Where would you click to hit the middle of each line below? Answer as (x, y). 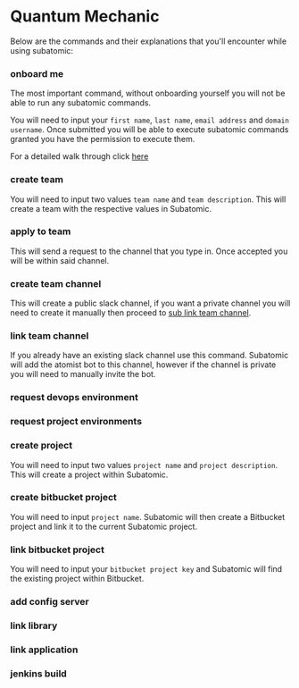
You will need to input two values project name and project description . (144, 465)
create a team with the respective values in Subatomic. (111, 208)
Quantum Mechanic (85, 17)
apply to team (41, 231)
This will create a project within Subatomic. (89, 474)
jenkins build (39, 674)
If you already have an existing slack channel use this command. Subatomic (149, 356)
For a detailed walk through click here (79, 156)
